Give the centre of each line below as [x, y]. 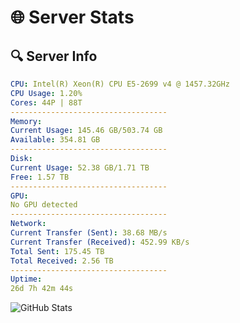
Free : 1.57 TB [40, 177]
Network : [28, 224]
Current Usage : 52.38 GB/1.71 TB [80, 167]
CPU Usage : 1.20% [46, 93]
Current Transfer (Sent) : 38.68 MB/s [89, 233]
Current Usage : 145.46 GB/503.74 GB [86, 131]
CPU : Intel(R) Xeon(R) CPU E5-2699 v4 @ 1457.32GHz [120, 84]
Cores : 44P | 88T [46, 102]
